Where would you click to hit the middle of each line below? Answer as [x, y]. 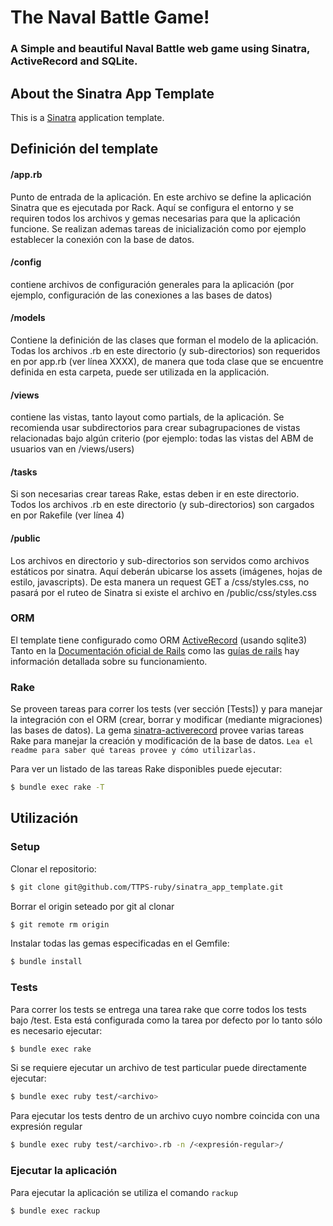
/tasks [24, 472]
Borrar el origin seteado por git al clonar [92, 906]
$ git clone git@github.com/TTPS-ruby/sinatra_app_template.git [147, 887]
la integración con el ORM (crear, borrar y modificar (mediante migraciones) [166, 720]
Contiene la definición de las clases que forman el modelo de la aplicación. [164, 340]
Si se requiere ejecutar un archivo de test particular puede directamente [158, 1068]
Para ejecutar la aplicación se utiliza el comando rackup [124, 1192]
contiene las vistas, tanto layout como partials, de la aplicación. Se [147, 417]
